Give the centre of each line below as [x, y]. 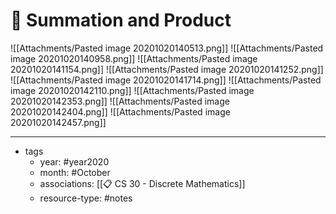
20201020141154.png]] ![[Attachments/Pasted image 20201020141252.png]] [167, 69]
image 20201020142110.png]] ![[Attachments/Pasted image [132, 90]
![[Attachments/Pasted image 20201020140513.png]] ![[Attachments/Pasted [167, 48]
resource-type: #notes [86, 198]
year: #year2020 [74, 161]
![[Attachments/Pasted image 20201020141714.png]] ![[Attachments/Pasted [166, 80]
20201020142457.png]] [58, 122]
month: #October [75, 172]
